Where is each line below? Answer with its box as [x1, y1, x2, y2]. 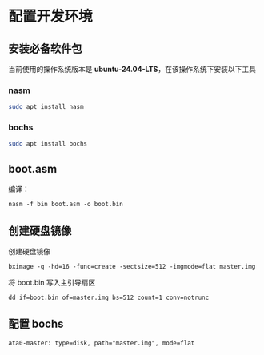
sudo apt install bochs [8, 140, 88, 148]
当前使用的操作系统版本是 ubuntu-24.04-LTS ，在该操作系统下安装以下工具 [8, 65, 256, 74]
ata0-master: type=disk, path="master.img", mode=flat [8, 339, 195, 347]
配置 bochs [8, 317, 64, 331]
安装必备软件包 [8, 42, 82, 55]
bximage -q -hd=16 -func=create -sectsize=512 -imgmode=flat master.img [8, 262, 256, 270]
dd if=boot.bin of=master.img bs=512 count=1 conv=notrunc [8, 293, 210, 301]
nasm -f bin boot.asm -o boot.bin [8, 201, 124, 209]
